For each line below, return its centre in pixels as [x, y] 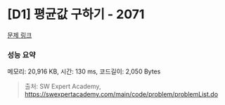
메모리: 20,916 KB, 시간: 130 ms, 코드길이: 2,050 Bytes [84, 71]
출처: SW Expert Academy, [63, 86]
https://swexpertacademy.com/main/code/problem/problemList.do [121, 94]
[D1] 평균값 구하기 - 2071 [76, 14]
